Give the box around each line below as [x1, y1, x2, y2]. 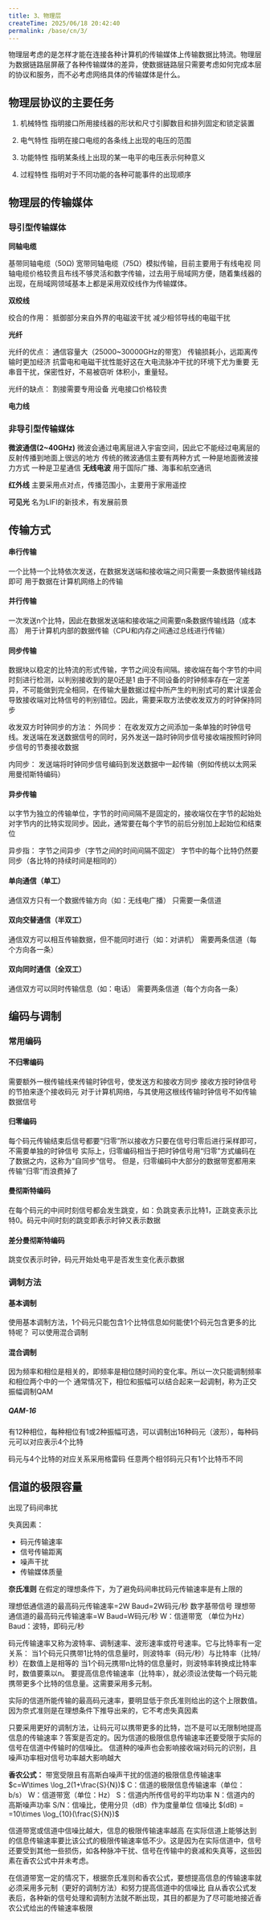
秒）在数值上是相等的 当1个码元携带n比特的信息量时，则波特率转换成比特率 [8, 1659, 257, 1668]
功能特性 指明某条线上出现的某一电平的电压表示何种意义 [19, 153, 206, 162]
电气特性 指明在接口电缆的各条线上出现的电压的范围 [19, 136, 191, 145]
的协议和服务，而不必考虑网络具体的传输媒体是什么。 [8, 70, 185, 80]
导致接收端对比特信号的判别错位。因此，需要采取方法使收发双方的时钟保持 [8, 695, 255, 705]
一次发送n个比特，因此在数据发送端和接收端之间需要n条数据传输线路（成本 [8, 616, 256, 625]
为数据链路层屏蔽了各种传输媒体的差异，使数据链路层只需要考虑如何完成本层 [8, 59, 262, 69]
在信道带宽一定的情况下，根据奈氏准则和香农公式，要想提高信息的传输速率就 [8, 1873, 262, 1883]
